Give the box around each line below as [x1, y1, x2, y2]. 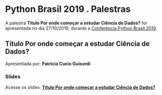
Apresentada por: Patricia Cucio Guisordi [5, 61, 90, 67]
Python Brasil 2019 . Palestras [5, 3, 131, 15]
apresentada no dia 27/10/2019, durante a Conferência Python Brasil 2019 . [5, 25, 158, 31]
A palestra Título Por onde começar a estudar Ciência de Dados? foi [5, 20, 147, 26]
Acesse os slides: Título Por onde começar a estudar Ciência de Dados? [5, 85, 156, 91]
